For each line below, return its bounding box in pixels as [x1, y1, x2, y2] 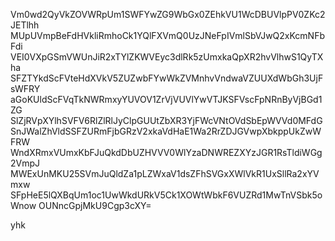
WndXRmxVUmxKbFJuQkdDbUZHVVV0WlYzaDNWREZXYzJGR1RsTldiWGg [10, 147, 323, 158]
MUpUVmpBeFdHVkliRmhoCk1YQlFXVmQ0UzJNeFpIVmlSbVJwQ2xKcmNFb [10, 30, 325, 41]
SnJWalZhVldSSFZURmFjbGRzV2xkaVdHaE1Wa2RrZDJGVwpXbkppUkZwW [10, 125, 322, 137]
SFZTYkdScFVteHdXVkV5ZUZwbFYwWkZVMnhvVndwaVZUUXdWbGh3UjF [10, 72, 324, 84]
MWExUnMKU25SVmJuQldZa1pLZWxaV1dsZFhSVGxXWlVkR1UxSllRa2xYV [10, 168, 320, 179]
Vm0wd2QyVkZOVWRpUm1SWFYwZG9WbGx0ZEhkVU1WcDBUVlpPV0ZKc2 [10, 9, 326, 20]
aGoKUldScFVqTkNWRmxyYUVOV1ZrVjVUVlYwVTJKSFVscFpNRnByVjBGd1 [10, 94, 323, 105]
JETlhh [10, 19, 40, 31]
